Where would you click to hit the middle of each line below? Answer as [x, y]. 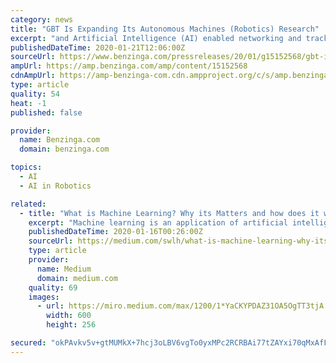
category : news [42, 19]
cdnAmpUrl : [33, 76]
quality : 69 [53, 287]
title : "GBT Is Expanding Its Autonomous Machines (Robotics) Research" [165, 29]
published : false [46, 112]
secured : [28, 343]
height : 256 [71, 325]
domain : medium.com [77, 278]
